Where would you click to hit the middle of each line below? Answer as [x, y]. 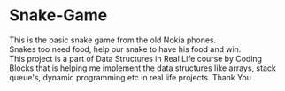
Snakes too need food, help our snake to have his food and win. [125, 49]
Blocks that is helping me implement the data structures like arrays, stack [142, 68]
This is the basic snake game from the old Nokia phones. [113, 40]
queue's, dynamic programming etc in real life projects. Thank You [131, 77]
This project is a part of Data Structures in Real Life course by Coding [136, 58]
